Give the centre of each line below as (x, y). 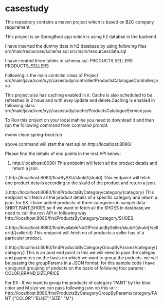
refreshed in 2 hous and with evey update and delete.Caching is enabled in (80, 100)
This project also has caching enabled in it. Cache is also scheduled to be (79, 95)
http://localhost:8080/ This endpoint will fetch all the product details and (85, 163)
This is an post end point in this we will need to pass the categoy (91, 252)
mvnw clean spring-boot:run (34, 134)
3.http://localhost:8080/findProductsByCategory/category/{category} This (80, 192)
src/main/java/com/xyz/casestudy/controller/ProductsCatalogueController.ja (81, 80)
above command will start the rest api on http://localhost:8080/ (68, 144)
